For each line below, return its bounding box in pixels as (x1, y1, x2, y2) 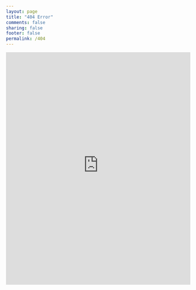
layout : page (6, 8, 37, 15)
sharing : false (6, 25, 43, 31)
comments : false (6, 19, 46, 25)
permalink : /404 (6, 36, 46, 42)
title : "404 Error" (6, 14, 53, 20)
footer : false (6, 30, 40, 36)
